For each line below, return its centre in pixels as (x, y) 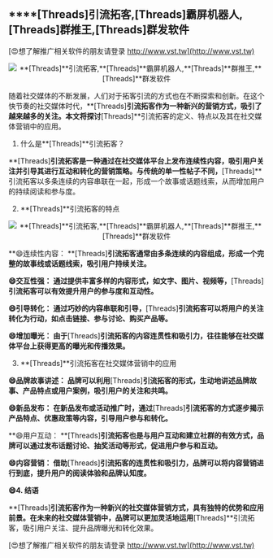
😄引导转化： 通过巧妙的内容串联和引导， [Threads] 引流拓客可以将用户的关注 (136, 308)
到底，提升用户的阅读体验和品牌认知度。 (83, 473)
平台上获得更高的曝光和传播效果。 (72, 346)
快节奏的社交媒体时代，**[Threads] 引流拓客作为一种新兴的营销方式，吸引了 (135, 106)
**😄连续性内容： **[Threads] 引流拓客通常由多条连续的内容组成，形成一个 (133, 253)
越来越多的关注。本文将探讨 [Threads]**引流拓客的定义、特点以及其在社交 (132, 116)
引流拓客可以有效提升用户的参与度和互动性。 (83, 290)
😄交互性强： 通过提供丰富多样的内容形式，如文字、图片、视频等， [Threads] (136, 281)
